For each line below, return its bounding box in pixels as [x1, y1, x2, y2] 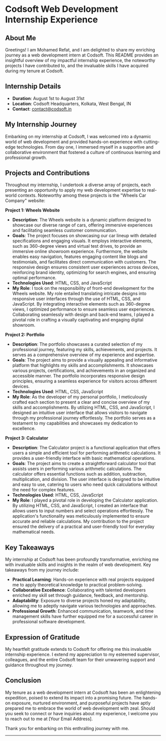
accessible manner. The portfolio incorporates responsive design [12, 373, 145, 379]
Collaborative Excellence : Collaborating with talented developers [12, 587, 146, 593]
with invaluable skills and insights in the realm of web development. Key [5, 562, 151, 568]
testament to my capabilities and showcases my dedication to [12, 420, 138, 426]
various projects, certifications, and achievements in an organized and [12, 368, 156, 373]
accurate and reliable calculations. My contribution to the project [12, 519, 144, 525]
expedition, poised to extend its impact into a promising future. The [5, 694, 142, 700]
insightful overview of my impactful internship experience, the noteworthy [5, 57, 156, 63]
